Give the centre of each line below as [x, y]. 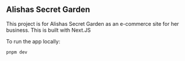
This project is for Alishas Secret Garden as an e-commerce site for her [93, 23]
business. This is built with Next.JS [49, 30]
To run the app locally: [33, 41]
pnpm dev [17, 52]
